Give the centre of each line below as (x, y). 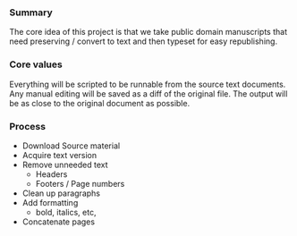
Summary (31, 13)
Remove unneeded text (65, 164)
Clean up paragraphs (61, 193)
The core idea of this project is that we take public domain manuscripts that (148, 32)
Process (28, 126)
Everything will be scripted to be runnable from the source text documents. (148, 84)
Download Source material (71, 146)
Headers (51, 174)
